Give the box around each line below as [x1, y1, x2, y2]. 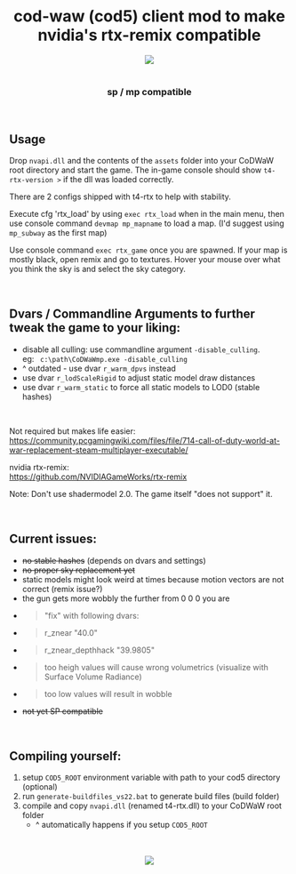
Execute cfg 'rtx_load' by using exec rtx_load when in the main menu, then [9, 209, 284, 220]
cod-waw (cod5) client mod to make [12, 6, 286, 27]
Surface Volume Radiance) [44, 671, 142, 682]
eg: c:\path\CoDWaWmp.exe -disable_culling [21, 353, 188, 364]
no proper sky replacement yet [21, 565, 135, 575]
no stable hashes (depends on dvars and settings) [21, 555, 206, 565]
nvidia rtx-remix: [9, 461, 69, 472]
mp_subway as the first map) [9, 228, 108, 238]
